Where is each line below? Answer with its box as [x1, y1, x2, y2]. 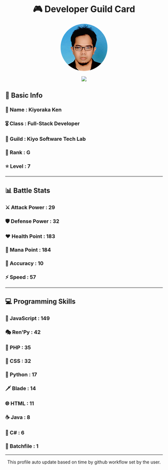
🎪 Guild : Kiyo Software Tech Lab [5, 136, 86, 143]
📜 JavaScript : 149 [5, 315, 50, 322]
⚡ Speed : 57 [5, 274, 36, 281]
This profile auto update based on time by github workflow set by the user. [7, 459, 161, 465]
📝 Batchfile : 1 [5, 443, 39, 450]
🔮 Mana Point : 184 [5, 246, 51, 253]
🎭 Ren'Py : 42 [5, 328, 41, 335]
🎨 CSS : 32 [5, 357, 31, 364]
